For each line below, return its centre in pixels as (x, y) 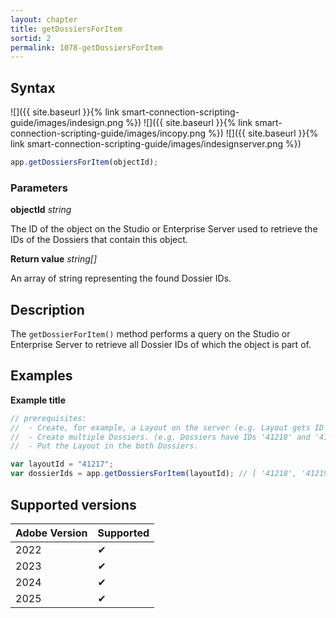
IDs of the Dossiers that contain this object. (99, 240)
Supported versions (73, 504)
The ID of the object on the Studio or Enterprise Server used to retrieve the (164, 229)
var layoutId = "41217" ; (62, 464)
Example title (38, 400)
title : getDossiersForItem (66, 29)
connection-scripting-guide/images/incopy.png (108, 133)
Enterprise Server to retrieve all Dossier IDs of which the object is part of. (161, 345)
